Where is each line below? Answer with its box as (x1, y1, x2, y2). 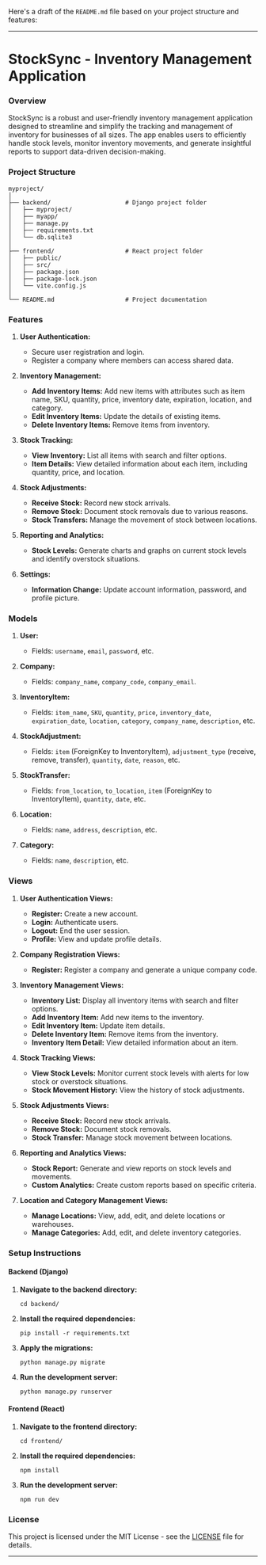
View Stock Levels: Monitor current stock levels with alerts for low (31, 1068, 249, 1078)
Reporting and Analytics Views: (19, 1148, 127, 1157)
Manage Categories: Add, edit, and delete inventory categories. (31, 1228, 241, 1237)
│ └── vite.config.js (8, 281, 87, 290)
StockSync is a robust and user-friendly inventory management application (8, 113, 253, 123)
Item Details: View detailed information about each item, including (31, 459, 248, 469)
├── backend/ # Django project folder (8, 198, 207, 207)
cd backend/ (19, 1300, 59, 1308)
